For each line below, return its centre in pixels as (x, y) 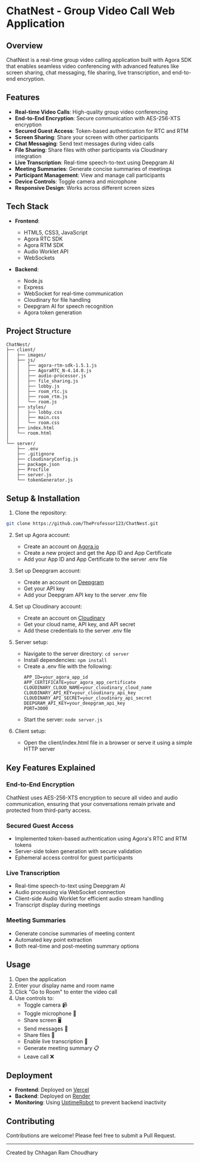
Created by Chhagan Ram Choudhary (52, 1152)
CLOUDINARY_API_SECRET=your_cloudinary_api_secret (88, 698)
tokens (23, 845)
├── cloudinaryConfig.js (48, 460)
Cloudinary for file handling (57, 299)
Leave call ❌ (39, 1056)
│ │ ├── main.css (33, 418)
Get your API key (44, 589)
